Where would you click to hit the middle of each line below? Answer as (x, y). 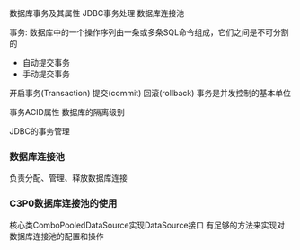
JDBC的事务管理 (40, 131)
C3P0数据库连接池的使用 (63, 203)
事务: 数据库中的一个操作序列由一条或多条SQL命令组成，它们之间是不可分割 (149, 32)
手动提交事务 (46, 74)
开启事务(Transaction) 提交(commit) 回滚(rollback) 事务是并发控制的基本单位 (150, 93)
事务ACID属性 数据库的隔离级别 (67, 112)
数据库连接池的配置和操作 (57, 236)
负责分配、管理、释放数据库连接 (68, 178)
